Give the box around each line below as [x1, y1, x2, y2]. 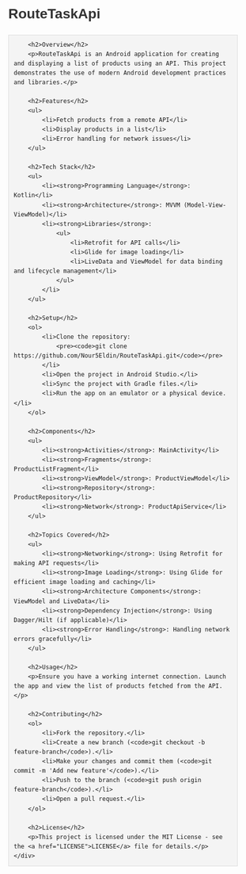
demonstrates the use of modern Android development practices [13, 69, 227, 77]
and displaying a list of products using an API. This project [13, 59, 227, 67]
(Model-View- [183, 200, 227, 209]
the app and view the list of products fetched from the [13, 681, 206, 690]
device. [201, 390, 227, 398]
